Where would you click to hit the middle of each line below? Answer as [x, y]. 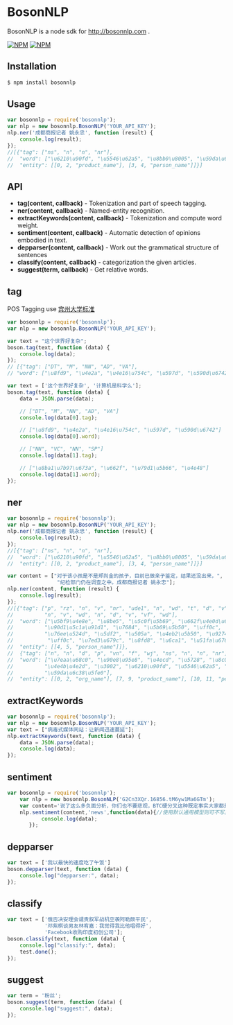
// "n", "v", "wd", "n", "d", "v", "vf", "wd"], [93, 615]
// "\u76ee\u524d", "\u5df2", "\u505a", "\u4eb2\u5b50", [105, 634]
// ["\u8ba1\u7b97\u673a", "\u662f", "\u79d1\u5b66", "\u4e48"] [114, 468]
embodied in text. [42, 240]
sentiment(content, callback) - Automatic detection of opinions [109, 233]
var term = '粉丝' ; [34, 996]
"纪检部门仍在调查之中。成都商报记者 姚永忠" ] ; [116, 583]
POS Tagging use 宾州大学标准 [51, 309]
